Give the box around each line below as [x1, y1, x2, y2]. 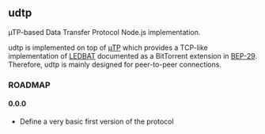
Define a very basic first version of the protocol [19, 117, 174, 126]
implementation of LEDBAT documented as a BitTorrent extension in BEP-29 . [8, 51, 258, 60]
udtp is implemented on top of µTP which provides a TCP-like [8, 43, 208, 52]
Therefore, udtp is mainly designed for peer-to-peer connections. [8, 59, 221, 69]
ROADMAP [8, 79, 51, 90]
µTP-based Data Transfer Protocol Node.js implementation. [8, 27, 201, 36]
